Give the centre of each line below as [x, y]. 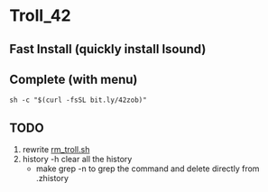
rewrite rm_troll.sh [56, 150]
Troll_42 [40, 16]
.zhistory [52, 178]
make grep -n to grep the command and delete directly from [148, 169]
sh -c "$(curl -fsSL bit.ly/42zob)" [78, 100]
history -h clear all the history [77, 160]
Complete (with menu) [74, 79]
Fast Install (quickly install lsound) [108, 49]
